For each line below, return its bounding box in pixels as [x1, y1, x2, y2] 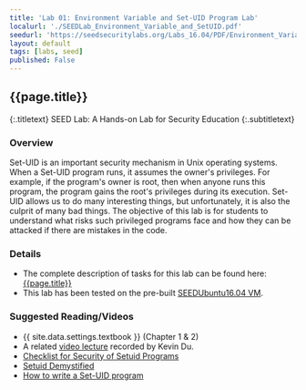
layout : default [9, 38, 71, 48]
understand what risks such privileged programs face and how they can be [9, 215, 291, 226]
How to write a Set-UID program [22, 370, 144, 381]
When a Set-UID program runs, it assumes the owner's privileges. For [9, 167, 270, 178]
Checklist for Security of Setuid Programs [22, 350, 179, 361]
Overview [9, 136, 54, 149]
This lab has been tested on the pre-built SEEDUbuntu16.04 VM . [22, 288, 264, 299]
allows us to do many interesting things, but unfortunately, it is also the [25, 196, 291, 207]
